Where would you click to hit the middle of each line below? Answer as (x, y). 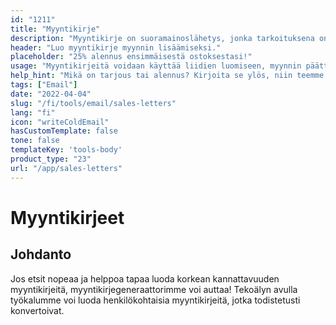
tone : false (35, 141)
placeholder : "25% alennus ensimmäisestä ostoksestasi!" (131, 57)
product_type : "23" (51, 159)
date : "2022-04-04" (51, 94)
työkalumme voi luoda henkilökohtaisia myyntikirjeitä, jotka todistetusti (155, 300)
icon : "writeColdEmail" (60, 122)
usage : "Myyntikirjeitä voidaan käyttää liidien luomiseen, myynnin (156, 66)
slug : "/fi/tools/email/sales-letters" (93, 103)
